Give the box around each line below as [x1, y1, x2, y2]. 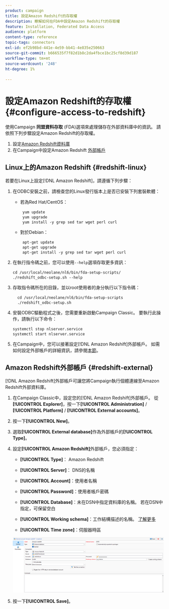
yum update [22, 209, 45, 215]
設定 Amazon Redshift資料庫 [12, 141, 70, 147]
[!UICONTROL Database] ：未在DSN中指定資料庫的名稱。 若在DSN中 [20, 499, 163, 505]
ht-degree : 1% [5, 66, 35, 71]
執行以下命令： [26, 316, 57, 322]
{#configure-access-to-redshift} [5, 107, 146, 118]
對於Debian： [20, 229, 48, 235]
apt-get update [22, 239, 54, 245]
